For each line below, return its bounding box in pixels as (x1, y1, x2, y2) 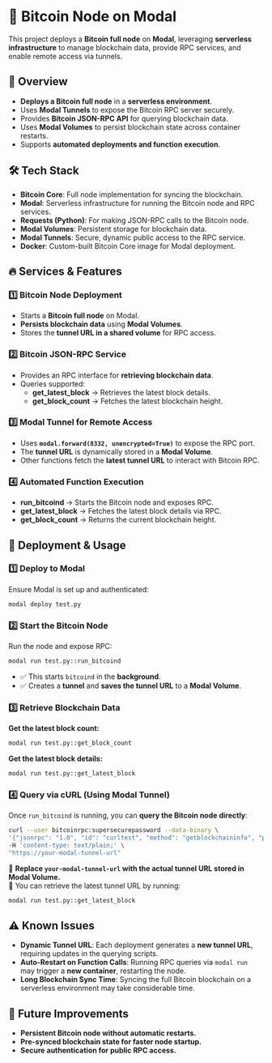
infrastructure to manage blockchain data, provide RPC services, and (8, 42, 241, 52)
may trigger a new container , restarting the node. (19, 966, 186, 975)
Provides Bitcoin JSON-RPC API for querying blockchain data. (19, 113, 228, 123)
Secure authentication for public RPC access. (19, 1045, 176, 1056)
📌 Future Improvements (8, 1006, 130, 1020)
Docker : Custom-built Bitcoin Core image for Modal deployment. (19, 241, 236, 250)
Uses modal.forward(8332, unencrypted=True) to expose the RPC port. (19, 438, 255, 448)
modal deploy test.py (8, 600, 82, 608)
